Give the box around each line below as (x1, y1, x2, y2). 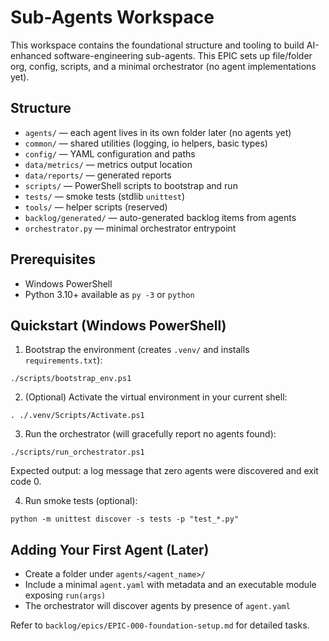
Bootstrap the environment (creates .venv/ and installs (24, 344, 250, 356)
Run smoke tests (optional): (24, 495, 138, 507)
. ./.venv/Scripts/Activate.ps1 (10, 411, 145, 421)
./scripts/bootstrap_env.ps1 (10, 374, 132, 384)
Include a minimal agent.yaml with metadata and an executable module (24, 579, 317, 591)
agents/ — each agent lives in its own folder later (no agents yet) (24, 126, 292, 138)
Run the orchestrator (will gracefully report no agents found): (24, 428, 277, 440)
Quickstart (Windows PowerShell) (10, 317, 227, 334)
